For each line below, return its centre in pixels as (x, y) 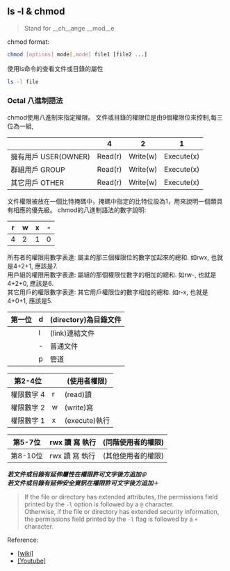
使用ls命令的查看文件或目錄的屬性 (55, 68)
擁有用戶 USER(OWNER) (50, 156)
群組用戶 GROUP (38, 170)
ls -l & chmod (36, 11)
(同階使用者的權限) (133, 442)
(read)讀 (78, 394)
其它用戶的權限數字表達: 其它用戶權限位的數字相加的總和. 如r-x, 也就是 (108, 292)
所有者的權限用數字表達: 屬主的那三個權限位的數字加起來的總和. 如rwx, (108, 257)
